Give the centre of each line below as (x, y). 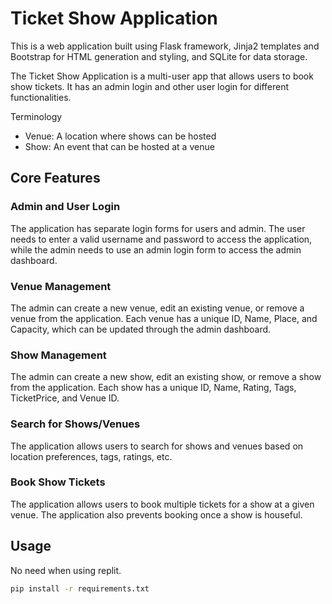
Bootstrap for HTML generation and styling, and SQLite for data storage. (159, 56)
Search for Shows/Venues (75, 424)
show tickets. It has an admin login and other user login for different (150, 86)
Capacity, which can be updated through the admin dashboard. (141, 329)
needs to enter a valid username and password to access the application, (161, 239)
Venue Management (61, 286)
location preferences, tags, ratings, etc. (91, 456)
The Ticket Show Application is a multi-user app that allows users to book (162, 76)
